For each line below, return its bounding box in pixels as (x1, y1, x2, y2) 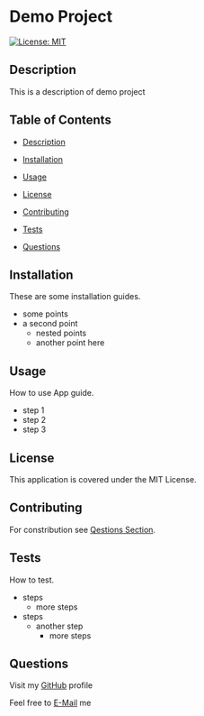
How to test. (9, 574, 55, 585)
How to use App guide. (9, 388, 94, 399)
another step (35, 620, 84, 631)
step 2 (22, 415, 47, 426)
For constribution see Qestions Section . (9, 524, 155, 535)
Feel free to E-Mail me (9, 697, 92, 709)
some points (22, 308, 69, 319)
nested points (35, 327, 87, 339)
